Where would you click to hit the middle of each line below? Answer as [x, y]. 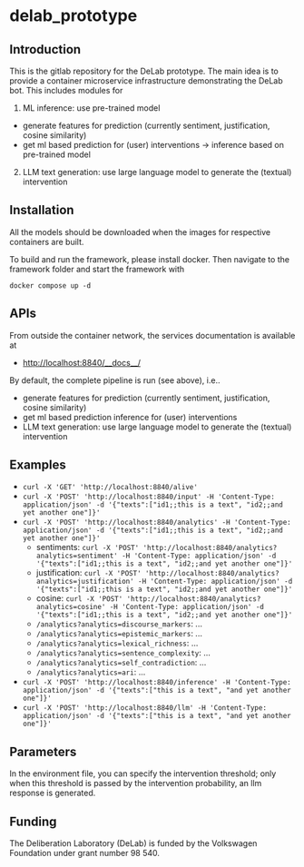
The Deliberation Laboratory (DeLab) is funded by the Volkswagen [133, 843]
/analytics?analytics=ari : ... [91, 672]
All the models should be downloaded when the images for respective [140, 232]
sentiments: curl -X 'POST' [88, 547]
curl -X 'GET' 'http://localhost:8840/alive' [110, 488]
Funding [33, 821]
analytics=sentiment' [77, 556]
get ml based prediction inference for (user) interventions [130, 417]
